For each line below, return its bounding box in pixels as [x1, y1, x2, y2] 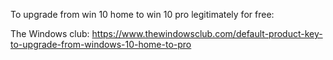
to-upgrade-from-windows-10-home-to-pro [10, 39, 192, 50]
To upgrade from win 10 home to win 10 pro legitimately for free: [10, 9, 275, 20]
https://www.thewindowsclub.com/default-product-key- [91, 28, 323, 39]
